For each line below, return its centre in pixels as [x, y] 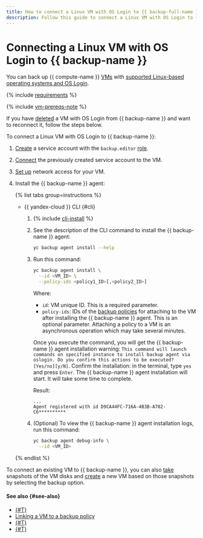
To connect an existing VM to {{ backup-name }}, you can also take [90, 470]
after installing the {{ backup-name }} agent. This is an [110, 317]
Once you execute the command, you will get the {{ [97, 342]
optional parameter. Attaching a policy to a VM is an [106, 324]
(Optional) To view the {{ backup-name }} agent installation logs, [114, 423]
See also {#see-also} [33, 496]
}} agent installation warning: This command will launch [118, 349]
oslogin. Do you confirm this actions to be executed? [103, 360]
